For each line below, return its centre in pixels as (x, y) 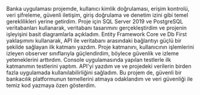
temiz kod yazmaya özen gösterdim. (51, 85)
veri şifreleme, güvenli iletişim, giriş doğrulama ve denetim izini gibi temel (97, 15)
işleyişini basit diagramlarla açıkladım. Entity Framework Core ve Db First (97, 34)
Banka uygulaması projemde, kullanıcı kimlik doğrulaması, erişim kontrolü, (98, 9)
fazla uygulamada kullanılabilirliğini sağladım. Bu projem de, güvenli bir (94, 72)
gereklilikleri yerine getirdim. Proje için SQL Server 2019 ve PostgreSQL (95, 21)
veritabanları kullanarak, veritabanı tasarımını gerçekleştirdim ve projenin (97, 28)
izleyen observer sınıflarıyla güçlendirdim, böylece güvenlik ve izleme (93, 53)
